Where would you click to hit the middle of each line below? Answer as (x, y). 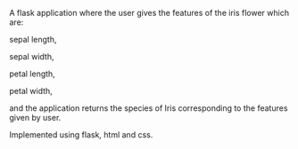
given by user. (35, 118)
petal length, (32, 74)
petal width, (31, 91)
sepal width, (32, 56)
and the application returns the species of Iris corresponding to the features (149, 108)
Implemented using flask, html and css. (81, 135)
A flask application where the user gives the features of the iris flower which (149, 13)
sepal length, (33, 39)
